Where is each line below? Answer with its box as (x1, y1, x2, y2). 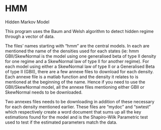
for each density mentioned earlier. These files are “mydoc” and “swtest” (5, 104, 151, 110)
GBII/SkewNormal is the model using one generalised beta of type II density (5, 53, 156, 59)
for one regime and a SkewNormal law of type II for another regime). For (5, 58, 149, 64)
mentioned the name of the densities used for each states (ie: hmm (5, 48, 139, 54)
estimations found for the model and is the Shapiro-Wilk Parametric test (5, 114, 148, 120)
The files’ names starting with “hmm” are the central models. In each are (5, 43, 149, 49)
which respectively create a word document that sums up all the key (5, 109, 142, 114)
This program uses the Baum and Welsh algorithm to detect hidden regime (5, 28, 154, 34)
